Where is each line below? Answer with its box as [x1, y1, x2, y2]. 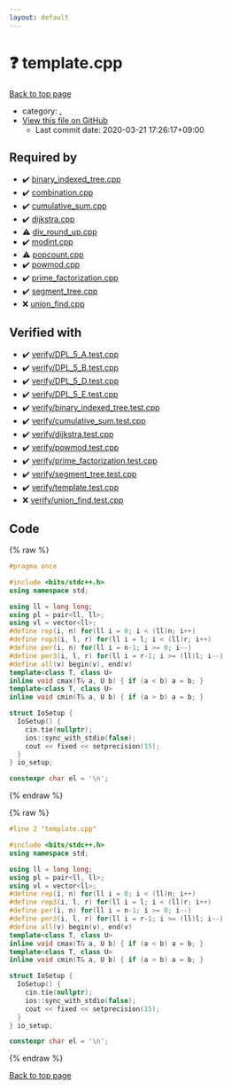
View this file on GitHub [21, 114, 109, 125]
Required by [9, 150, 78, 165]
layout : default [9, 12, 69, 22]
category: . [21, 106, 62, 116]
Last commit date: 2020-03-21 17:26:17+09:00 [35, 124, 205, 135]
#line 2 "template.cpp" [9, 825, 97, 834]
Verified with [9, 325, 82, 340]
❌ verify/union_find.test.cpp [21, 495, 124, 505]
